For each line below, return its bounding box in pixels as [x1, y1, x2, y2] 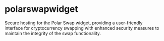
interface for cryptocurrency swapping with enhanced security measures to [4, 25, 160, 31]
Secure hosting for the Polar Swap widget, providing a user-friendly [4, 20, 143, 26]
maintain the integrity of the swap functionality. [4, 30, 101, 36]
